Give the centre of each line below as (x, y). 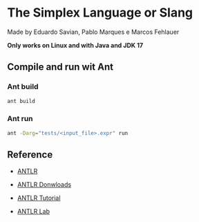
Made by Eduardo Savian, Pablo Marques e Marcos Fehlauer (93, 32)
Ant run (20, 119)
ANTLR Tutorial (39, 198)
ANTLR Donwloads (44, 185)
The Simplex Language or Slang (100, 13)
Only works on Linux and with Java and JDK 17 (75, 45)
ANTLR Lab (34, 212)
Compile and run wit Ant (60, 67)
